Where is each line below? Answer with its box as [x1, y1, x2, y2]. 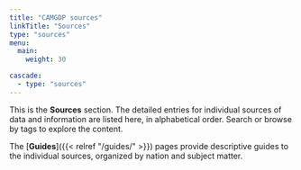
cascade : [9, 71, 42, 81]
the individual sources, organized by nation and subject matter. [9, 150, 243, 161]
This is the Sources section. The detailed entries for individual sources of [9, 104, 282, 115]
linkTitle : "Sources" [9, 22, 91, 31]
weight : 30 [25, 55, 67, 64]
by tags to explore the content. [9, 123, 123, 134]
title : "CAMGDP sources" [9, 13, 103, 22]
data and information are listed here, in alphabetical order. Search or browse [9, 113, 293, 124]
